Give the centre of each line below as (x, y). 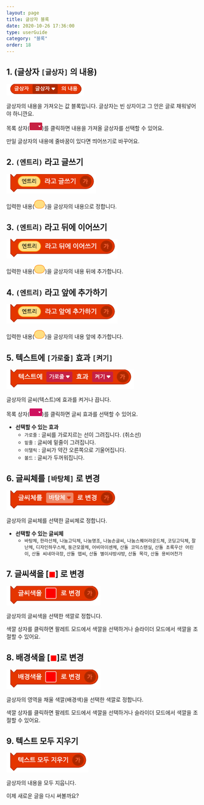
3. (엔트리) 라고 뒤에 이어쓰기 (57, 228)
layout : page (23, 13)
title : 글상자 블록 (28, 19)
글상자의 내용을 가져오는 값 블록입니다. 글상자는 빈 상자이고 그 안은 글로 (91, 106)
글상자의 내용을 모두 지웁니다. (41, 783)
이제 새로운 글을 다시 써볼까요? (43, 796)
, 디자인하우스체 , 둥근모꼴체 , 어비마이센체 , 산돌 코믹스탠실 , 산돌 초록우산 (107, 547)
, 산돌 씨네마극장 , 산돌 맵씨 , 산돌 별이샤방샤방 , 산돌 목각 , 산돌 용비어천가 (105, 553)
